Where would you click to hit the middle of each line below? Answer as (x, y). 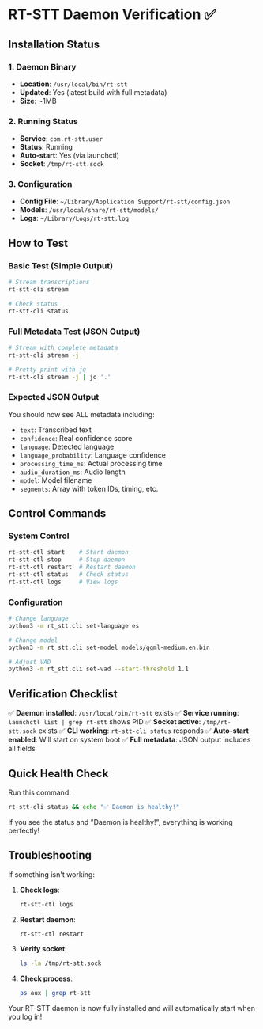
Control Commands (57, 513)
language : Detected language (67, 446)
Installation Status (54, 44)
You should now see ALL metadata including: (82, 414)
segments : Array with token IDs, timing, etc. (89, 488)
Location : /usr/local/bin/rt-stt (73, 84)
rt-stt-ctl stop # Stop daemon (67, 560)
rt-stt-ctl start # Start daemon (68, 552)
